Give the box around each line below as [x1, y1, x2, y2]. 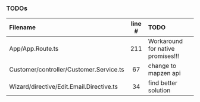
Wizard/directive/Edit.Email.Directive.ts [9, 82, 118, 91]
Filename [9, 23, 36, 32]
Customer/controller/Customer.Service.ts [9, 66, 124, 74]
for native [148, 45, 175, 53]
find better [148, 79, 177, 87]
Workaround [148, 37, 183, 45]
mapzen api [148, 69, 181, 78]
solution [148, 86, 171, 95]
